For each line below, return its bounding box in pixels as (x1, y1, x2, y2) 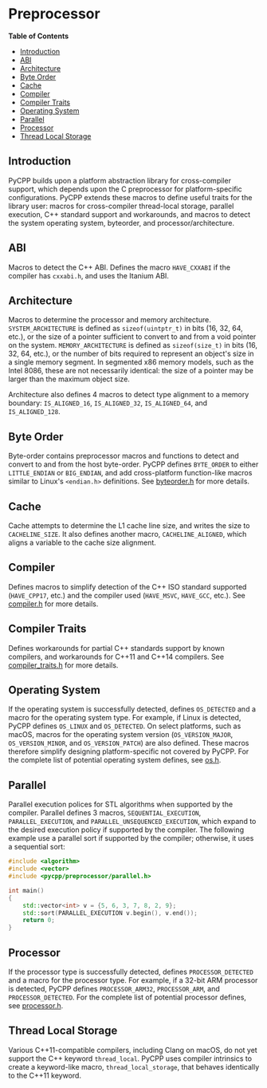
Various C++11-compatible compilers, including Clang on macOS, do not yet (8, 1045, 257, 1054)
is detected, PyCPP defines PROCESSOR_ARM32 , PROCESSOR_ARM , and (8, 984, 221, 993)
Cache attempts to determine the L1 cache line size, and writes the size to (8, 521, 250, 530)
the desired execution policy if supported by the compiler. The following (8, 825, 245, 834)
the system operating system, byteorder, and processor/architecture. (8, 218, 235, 227)
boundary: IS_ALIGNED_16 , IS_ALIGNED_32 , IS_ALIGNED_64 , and (8, 398, 208, 408)
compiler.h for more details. (8, 599, 99, 609)
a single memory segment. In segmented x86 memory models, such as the (8, 357, 254, 367)
